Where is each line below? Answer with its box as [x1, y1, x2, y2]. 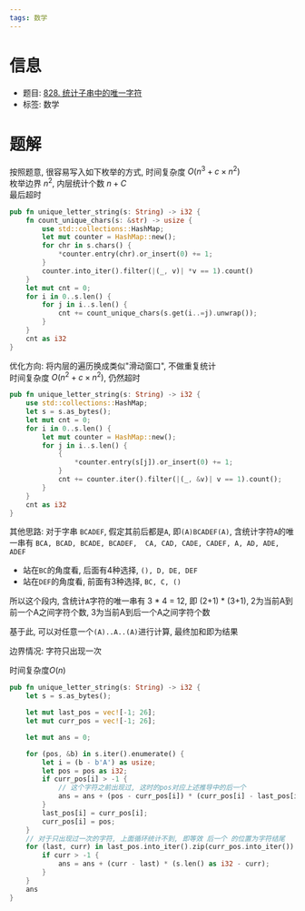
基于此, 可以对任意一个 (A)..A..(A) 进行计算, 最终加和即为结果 [9, 626, 239, 637]
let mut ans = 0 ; [25, 733, 92, 742]
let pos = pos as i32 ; [42, 766, 128, 775]
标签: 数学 [22, 98, 60, 109]
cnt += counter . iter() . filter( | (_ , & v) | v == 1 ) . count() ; [57, 475, 282, 484]
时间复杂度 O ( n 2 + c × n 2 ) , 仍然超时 [9, 370, 141, 383]
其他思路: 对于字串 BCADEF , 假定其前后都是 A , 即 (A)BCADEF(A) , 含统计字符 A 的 [9, 526, 287, 537]
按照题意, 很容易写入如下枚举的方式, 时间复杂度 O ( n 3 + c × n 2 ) [9, 165, 241, 177]
